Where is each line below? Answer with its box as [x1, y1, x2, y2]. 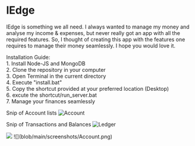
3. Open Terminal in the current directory [6, 72, 106, 80]
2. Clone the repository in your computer [6, 66, 106, 73]
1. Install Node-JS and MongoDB [6, 60, 86, 67]
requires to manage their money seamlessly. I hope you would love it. [6, 42, 175, 49]
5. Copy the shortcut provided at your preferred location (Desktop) [6, 85, 169, 92]
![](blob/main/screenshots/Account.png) [13, 133, 113, 140]
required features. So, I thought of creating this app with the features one [6, 36, 185, 43]
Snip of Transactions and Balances [6, 120, 92, 128]
